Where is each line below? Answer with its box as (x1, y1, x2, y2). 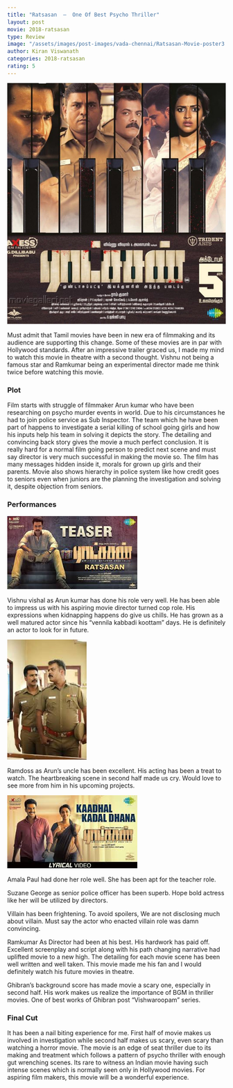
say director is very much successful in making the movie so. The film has (7, 453, 219, 461)
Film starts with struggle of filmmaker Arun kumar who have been (7, 401, 194, 410)
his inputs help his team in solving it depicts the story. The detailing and (7, 431, 212, 439)
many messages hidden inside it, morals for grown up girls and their (7, 460, 201, 469)
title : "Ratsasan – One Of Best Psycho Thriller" (7, 11, 159, 18)
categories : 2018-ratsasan (7, 56, 85, 63)
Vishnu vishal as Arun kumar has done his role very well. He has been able (7, 595, 221, 605)
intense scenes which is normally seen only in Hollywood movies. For (7, 1065, 206, 1074)
